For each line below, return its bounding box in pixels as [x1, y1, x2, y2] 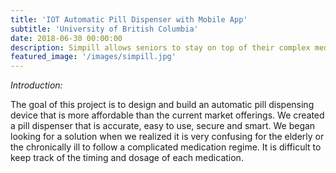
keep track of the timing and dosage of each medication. [10, 152, 244, 164]
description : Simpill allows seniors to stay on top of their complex [10, 42, 311, 53]
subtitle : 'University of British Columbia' [10, 24, 199, 34]
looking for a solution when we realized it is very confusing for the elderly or [10, 131, 325, 143]
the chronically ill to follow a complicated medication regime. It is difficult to [10, 141, 322, 153]
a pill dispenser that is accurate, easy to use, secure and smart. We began [10, 120, 316, 132]
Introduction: [10, 79, 63, 91]
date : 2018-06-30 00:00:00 [10, 33, 123, 43]
